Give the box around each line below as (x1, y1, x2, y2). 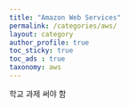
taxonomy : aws (9, 63, 62, 72)
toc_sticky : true (9, 46, 74, 55)
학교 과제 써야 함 (9, 88, 67, 99)
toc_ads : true (9, 54, 66, 63)
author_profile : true (9, 37, 90, 47)
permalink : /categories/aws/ (9, 21, 117, 30)
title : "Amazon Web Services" (9, 12, 122, 22)
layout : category (9, 29, 74, 38)
